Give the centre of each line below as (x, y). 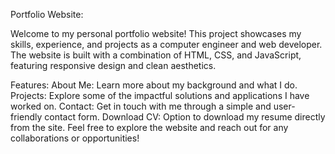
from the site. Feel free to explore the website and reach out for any (149, 127)
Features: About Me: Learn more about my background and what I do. (154, 85)
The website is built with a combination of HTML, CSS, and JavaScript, (156, 55)
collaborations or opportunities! (75, 138)
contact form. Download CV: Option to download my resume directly (185, 117)
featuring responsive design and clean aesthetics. (113, 65)
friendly (26, 117)
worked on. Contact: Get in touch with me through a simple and (141, 106)
